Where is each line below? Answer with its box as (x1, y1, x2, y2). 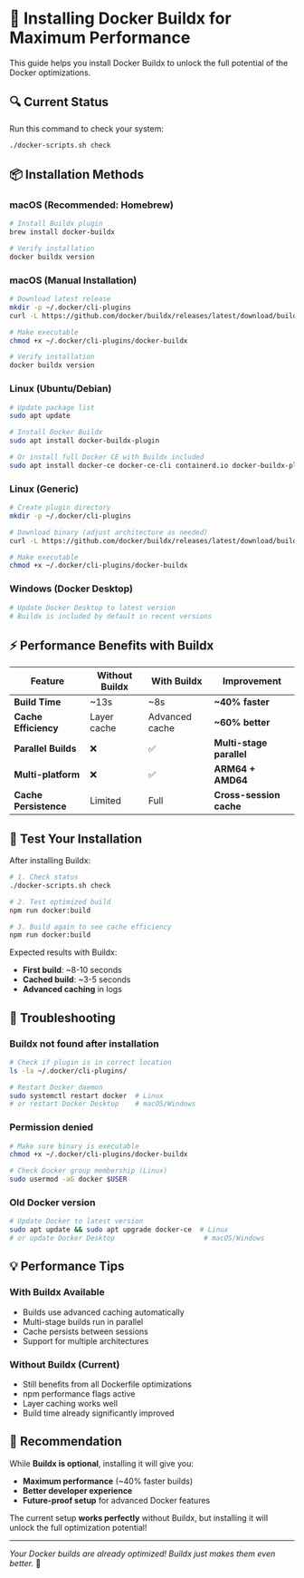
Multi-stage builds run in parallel (22, 1316, 144, 1327)
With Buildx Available (9, 1286, 106, 1299)
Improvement (223, 675, 282, 687)
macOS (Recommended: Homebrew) (9, 199, 174, 211)
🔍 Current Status (9, 94, 109, 110)
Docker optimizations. (9, 67, 91, 78)
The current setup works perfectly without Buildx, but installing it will (9, 1512, 269, 1523)
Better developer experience (22, 1485, 133, 1495)
